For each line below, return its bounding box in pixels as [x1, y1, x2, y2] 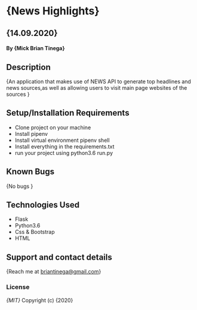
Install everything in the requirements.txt [14, 142, 115, 150]
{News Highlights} [6, 4, 100, 18]
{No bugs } [6, 183, 33, 190]
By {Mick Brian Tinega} [6, 45, 65, 52]
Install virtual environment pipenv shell [14, 136, 110, 144]
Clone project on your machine [14, 124, 91, 131]
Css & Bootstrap [14, 229, 55, 236]
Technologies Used [6, 200, 79, 210]
